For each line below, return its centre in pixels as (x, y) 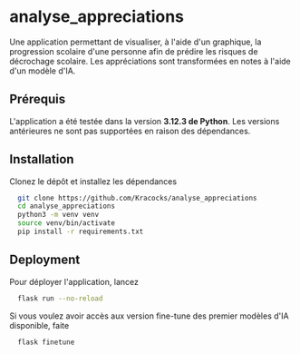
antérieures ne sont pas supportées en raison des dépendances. (130, 131)
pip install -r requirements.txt (81, 232)
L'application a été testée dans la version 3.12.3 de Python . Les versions (145, 121)
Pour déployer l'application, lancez (74, 281)
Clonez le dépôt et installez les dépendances (93, 181)
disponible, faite (39, 325)
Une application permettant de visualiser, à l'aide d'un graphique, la (135, 42)
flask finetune (46, 342)
